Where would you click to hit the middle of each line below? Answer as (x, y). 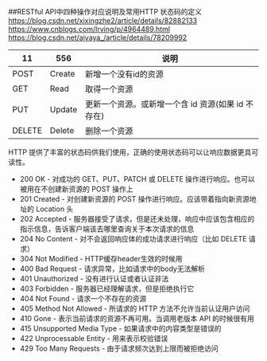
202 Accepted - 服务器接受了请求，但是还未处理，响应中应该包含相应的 (137, 219)
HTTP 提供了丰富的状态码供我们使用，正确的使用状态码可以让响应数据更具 (130, 152)
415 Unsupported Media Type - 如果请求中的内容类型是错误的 (120, 328)
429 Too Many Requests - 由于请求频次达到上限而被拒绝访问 (119, 348)
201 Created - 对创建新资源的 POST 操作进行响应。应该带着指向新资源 (135, 199)
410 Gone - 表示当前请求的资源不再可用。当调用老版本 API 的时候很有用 (137, 318)
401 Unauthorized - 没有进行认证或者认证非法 (94, 279)
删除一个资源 (109, 131)
